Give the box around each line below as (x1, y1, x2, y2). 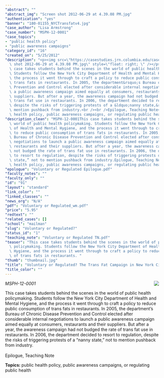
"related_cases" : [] (5, 217, 47, 222)
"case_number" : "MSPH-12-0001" (5, 30, 69, 35)
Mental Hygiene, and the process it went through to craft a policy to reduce (5, 300, 156, 306)
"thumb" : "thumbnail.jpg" (5, 258, 58, 263)
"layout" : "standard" (5, 185, 49, 190)
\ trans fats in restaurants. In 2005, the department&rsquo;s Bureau (9, 80, 156, 85)
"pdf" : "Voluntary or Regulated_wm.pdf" (5, 203, 89, 208)
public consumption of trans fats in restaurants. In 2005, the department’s (5, 305, 154, 311)
